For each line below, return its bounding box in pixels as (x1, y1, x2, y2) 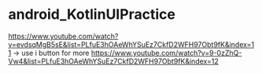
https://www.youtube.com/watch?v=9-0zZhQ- (90, 48, 242, 57)
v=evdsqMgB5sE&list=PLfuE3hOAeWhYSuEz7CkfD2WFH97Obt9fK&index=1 (8, 39, 254, 49)
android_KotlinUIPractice (8, 5, 175, 24)
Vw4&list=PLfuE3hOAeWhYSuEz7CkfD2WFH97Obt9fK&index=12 (8, 57, 219, 66)
